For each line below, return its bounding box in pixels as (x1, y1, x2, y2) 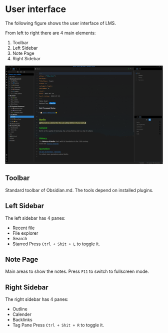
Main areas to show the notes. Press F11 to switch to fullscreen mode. (5, 268, 149, 274)
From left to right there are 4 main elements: (5, 30, 96, 36)
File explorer (12, 230, 38, 236)
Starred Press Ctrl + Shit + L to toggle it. (12, 241, 100, 247)
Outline (12, 306, 27, 312)
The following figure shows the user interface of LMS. (5, 20, 116, 26)
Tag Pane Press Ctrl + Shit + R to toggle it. (12, 322, 104, 328)
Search (12, 235, 27, 241)
